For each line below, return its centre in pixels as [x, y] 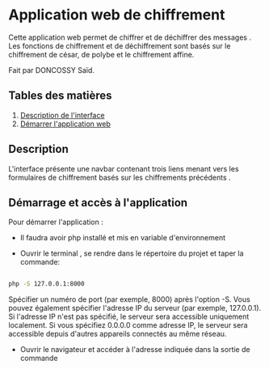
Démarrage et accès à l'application [98, 203]
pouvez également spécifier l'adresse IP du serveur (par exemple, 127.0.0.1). [135, 308]
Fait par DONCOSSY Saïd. [52, 70]
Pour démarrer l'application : [56, 222]
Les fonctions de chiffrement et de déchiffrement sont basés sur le [120, 45]
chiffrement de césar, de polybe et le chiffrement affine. [101, 54]
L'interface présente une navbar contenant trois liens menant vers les [124, 168]
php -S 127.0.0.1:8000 [46, 284]
